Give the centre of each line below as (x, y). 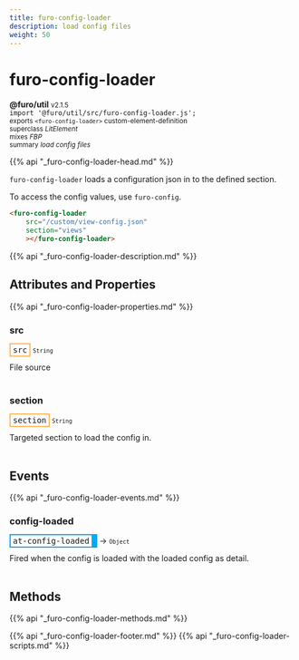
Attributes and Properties (82, 285)
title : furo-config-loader (60, 18)
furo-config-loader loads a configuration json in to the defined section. (143, 180)
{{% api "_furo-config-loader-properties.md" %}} (101, 306)
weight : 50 (30, 34)
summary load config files (50, 145)
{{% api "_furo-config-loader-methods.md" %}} (99, 618)
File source (30, 367)
